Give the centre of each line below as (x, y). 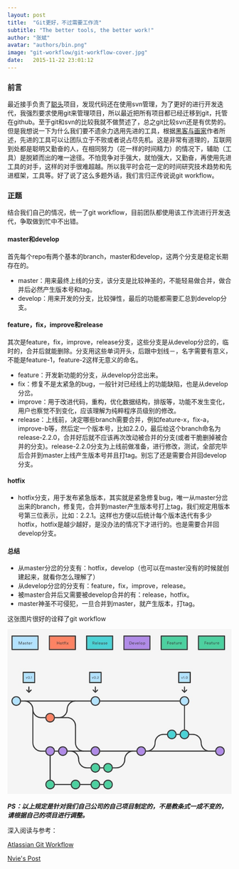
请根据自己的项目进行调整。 (48, 815)
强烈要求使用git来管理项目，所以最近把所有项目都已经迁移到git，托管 (127, 113)
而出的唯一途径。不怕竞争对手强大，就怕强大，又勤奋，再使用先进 (135, 158)
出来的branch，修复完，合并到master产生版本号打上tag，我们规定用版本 (124, 507)
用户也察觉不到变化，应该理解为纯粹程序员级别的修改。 (99, 411)
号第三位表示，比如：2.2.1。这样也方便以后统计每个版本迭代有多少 (115, 515)
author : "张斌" (29, 38)
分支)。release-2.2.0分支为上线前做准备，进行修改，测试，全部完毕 (129, 446)
